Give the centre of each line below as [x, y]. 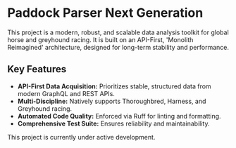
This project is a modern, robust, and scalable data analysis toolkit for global [118, 32]
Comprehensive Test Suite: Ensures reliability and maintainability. [113, 123]
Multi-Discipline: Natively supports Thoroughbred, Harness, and [112, 101]
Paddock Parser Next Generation [105, 13]
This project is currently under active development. [81, 137]
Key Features [37, 69]
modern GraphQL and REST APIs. [66, 93]
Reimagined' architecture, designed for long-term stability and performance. [118, 47]
